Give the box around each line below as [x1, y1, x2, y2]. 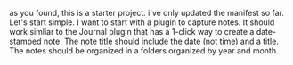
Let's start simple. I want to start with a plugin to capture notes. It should [9, 17, 275, 28]
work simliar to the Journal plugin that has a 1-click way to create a [9, 27, 255, 37]
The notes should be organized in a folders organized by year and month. [9, 45, 279, 56]
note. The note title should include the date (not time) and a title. [43, 36, 279, 46]
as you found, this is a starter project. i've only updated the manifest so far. [9, 8, 285, 18]
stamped [9, 36, 42, 46]
